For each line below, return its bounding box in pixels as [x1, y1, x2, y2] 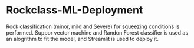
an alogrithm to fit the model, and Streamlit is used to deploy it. [6, 35, 159, 42]
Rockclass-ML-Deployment [6, 4, 143, 17]
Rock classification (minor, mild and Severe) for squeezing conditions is [6, 23, 180, 30]
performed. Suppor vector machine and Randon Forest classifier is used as [6, 29, 189, 36]
